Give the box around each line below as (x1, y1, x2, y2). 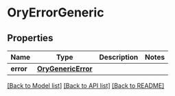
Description (99, 53, 139, 62)
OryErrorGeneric (7, 5, 104, 21)
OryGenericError (36, 64, 93, 73)
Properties (7, 32, 54, 44)
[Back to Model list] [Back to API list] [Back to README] (7, 82, 165, 90)
